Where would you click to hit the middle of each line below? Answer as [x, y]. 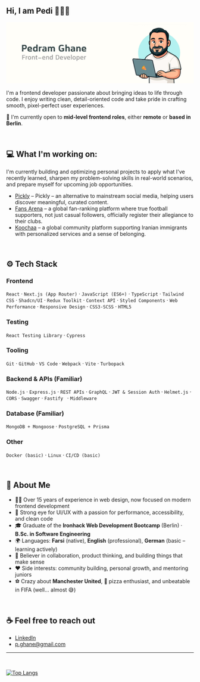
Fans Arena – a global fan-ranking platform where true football [91, 208]
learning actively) [36, 549]
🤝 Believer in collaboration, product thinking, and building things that [99, 555]
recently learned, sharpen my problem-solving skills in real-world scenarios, [100, 178]
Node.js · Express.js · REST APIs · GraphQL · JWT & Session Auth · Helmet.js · [99, 392]
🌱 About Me [28, 485]
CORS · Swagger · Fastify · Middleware [51, 398]
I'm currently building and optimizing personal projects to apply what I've [96, 172]
